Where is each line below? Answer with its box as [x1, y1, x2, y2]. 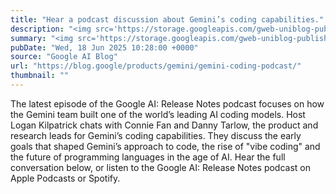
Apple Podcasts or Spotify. [10, 172, 121, 184]
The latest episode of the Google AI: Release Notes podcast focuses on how [10, 97, 325, 110]
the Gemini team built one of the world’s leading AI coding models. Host [10, 108, 306, 120]
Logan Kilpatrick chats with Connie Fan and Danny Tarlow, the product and [10, 119, 319, 131]
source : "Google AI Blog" [10, 52, 118, 62]
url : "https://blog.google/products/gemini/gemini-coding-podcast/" [10, 61, 302, 71]
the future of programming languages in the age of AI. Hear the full [10, 151, 286, 163]
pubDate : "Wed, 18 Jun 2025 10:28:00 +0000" [10, 42, 199, 53]
